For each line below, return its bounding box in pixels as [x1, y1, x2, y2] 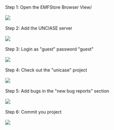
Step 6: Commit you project [5, 109, 62, 114]
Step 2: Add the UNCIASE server [5, 25, 72, 31]
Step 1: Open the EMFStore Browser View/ [5, 4, 92, 10]
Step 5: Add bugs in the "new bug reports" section [5, 88, 109, 94]
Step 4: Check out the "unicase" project [5, 67, 87, 73]
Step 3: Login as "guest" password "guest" [5, 46, 94, 52]
